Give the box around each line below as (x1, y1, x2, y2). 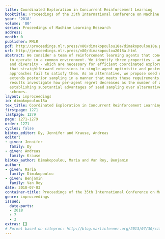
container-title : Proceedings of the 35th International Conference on (5, 189, 155, 194)
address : (5, 30, 23, 35)
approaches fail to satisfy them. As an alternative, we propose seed (9, 71, 157, 76)
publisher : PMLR (5, 39, 38, 44)
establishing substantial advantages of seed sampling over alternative (9, 84, 162, 90)
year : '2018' (5, 16, 32, 21)
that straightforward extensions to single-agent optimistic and (9, 67, 146, 72)
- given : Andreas (5, 149, 41, 154)
